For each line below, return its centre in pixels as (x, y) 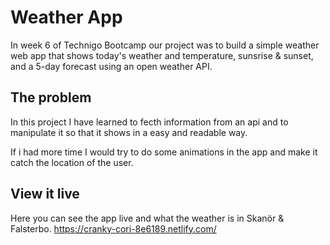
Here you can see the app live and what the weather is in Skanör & (147, 218)
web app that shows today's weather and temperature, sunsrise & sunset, (162, 55)
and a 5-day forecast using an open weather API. (111, 66)
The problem (51, 97)
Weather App (66, 17)
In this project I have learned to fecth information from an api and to (149, 122)
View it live (45, 194)
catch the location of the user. (72, 162)
